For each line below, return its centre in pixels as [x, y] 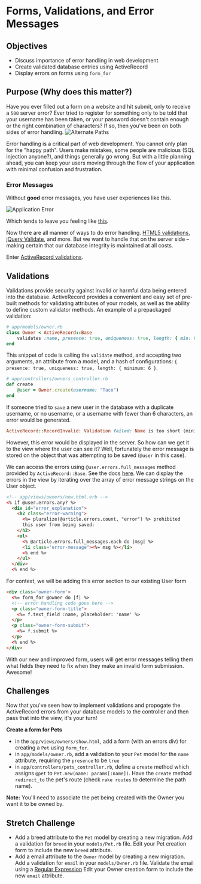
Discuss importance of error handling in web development [86, 60]
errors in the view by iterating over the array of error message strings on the [100, 479]
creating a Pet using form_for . [52, 748]
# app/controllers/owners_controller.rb [57, 379]
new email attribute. [39, 876]
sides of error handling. [35, 132]
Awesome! [19, 672]
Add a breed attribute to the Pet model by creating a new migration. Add [104, 837]
